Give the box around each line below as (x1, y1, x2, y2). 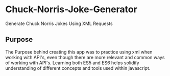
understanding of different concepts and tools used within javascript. (5, 65, 151, 71)
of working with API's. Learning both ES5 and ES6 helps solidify (5, 60, 139, 66)
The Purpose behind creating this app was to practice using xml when (5, 48, 153, 55)
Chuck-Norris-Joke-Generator (5, 4, 138, 15)
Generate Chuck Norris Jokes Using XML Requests (5, 20, 113, 27)
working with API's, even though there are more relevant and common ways (5, 54, 165, 60)
